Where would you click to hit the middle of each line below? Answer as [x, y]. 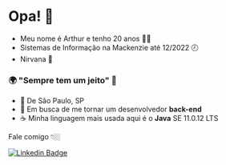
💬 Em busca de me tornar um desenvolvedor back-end [111, 109]
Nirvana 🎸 [36, 58]
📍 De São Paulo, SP [52, 101]
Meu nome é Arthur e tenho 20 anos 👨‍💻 [85, 38]
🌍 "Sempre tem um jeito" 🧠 [63, 80]
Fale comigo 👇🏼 [35, 137]
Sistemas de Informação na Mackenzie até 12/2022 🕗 [109, 47]
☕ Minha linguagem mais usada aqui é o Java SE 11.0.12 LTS [119, 119]
